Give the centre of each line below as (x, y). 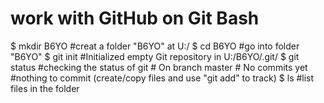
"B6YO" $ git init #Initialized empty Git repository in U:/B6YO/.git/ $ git (155, 56)
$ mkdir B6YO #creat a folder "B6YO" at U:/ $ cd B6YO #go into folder (155, 46)
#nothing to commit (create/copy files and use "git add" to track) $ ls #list (162, 78)
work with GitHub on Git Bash (135, 18)
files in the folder (45, 88)
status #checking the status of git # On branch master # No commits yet (159, 67)
